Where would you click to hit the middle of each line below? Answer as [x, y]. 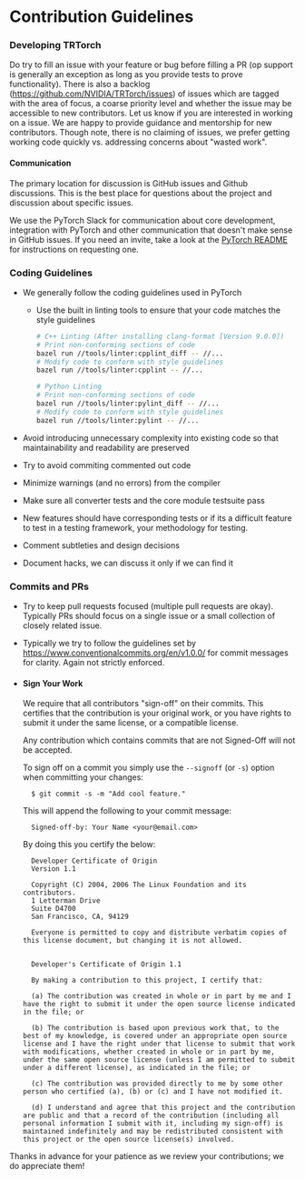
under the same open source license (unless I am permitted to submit [159, 1060]
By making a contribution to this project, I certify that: [147, 980]
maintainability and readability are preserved [106, 447]
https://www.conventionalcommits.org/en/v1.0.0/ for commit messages [155, 653]
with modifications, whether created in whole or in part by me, [148, 1052]
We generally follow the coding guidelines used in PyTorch [132, 292]
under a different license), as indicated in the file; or [137, 1068]
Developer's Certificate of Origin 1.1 [106, 965]
